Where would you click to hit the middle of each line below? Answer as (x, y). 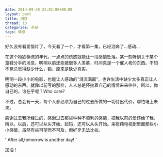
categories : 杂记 (22, 28)
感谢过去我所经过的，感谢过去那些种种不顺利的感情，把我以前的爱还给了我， (81, 118)
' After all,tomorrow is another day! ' (41, 140)
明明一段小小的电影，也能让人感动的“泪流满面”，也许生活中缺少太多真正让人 (81, 79)
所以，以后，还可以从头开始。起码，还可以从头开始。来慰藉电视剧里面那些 (79, 124)
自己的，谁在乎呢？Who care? (35, 91)
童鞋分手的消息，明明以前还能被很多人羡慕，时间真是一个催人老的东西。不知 (81, 63)
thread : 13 (16, 23)
